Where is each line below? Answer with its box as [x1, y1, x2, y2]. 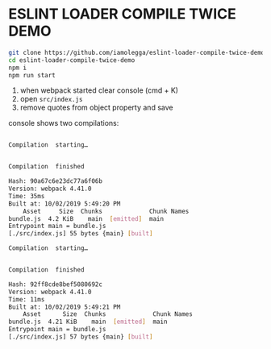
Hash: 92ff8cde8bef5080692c [8, 280, 103, 289]
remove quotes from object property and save [19, 102, 173, 113]
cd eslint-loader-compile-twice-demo [8, 56, 135, 64]
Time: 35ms [8, 192, 45, 200]
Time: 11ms [8, 295, 45, 303]
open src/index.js [19, 94, 83, 104]
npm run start [8, 71, 56, 79]
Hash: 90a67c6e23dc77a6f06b [8, 177, 103, 185]
